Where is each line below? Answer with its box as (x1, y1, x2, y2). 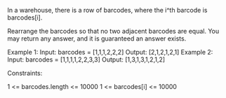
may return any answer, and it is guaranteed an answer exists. (7, 34, 187, 43)
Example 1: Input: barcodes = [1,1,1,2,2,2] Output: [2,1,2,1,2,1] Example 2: (7, 48, 213, 56)
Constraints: (7, 69, 43, 77)
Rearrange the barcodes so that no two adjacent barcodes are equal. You (7, 27, 220, 35)
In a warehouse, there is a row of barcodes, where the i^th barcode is (7, 6, 208, 14)
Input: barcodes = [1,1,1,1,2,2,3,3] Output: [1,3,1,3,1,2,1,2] (7, 55, 166, 64)
